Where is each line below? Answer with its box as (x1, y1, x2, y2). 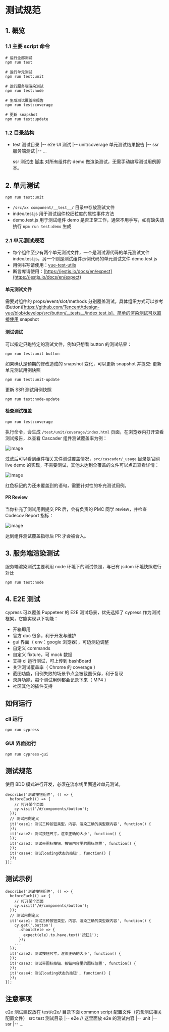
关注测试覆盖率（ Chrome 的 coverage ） (12, 664, 98, 670)
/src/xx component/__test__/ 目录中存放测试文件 (12, 204, 115, 210)
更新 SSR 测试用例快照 (5, 387, 52, 393)
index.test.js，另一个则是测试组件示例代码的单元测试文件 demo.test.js (12, 256, 157, 262)
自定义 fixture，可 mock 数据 (12, 651, 73, 658)
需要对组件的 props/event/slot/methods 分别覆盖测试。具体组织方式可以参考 (5, 298, 163, 304)
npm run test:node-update (5, 397, 60, 402)
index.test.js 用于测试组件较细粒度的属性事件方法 (12, 210, 115, 216)
